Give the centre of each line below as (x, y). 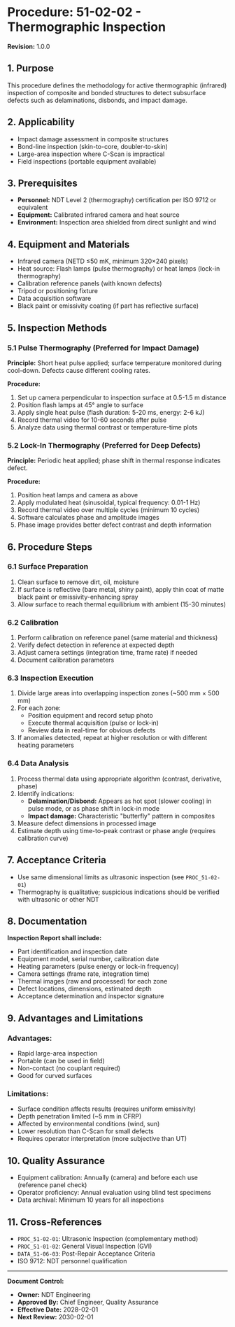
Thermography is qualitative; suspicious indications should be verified (118, 892)
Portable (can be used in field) (61, 1061)
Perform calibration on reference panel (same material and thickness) (117, 638)
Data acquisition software (54, 299)
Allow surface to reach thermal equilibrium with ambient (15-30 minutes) (121, 604)
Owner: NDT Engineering (54, 1294)
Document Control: (36, 1281)
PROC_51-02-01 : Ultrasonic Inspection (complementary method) (108, 1238)
